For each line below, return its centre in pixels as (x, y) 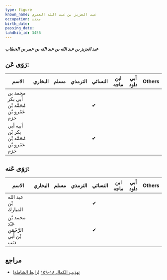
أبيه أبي (15, 126)
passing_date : (20, 28)
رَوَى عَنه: (17, 168)
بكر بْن (14, 132)
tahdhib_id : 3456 (23, 33)
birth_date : (17, 24)
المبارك (15, 209)
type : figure (19, 10)
